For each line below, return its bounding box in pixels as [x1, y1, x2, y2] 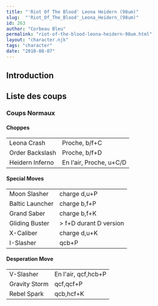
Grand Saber [9, 209, 45, 217]
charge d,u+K [59, 229, 98, 237]
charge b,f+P [59, 199, 96, 208]
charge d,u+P [59, 190, 98, 198]
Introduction [6, 71, 54, 81]
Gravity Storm [9, 280, 49, 288]
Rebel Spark [9, 290, 44, 298]
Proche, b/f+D [62, 148, 103, 157]
